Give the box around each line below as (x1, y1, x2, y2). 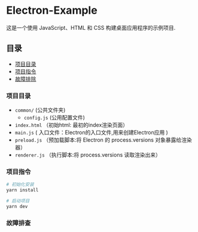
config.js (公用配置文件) (23, 114, 86, 121)
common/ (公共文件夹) (14, 106, 66, 114)
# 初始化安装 (6, 182, 34, 188)
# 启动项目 (6, 198, 30, 204)
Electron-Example (6, 4, 98, 17)
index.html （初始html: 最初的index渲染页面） (14, 121, 129, 129)
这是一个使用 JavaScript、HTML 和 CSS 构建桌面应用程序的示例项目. (6, 24, 176, 31)
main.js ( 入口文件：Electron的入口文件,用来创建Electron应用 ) (14, 129, 169, 136)
